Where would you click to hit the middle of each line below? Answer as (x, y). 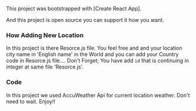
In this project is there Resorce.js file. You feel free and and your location (94, 48)
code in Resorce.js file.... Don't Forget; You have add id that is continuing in (98, 61)
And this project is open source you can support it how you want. (85, 20)
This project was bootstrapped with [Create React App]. (74, 9)
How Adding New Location (45, 35)
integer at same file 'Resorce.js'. (45, 67)
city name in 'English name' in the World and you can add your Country (92, 54)
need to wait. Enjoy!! (31, 101)
